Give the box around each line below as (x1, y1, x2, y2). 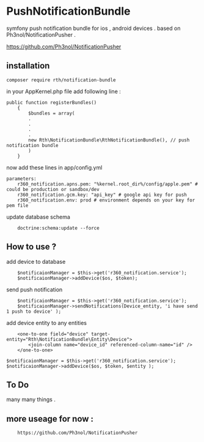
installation (6, 61, 50, 71)
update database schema (6, 213, 70, 220)
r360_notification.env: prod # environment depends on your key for (17, 197, 195, 203)
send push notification (6, 286, 63, 293)
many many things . (6, 396, 56, 403)
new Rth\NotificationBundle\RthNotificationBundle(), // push (28, 137, 190, 143)
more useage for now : (6, 413, 93, 424)
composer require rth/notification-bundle (6, 77, 116, 83)
